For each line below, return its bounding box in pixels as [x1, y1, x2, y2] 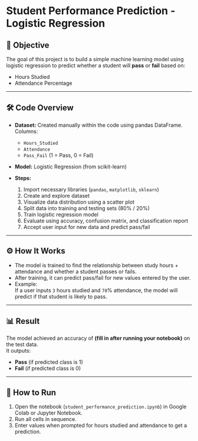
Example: [14, 280, 38, 287]
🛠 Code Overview [6, 103, 74, 113]
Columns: [14, 128, 38, 135]
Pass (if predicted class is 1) [14, 359, 84, 366]
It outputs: [6, 347, 31, 354]
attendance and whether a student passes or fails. [14, 268, 137, 275]
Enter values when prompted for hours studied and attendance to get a [14, 422, 187, 429]
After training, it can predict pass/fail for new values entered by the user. [14, 274, 191, 281]
